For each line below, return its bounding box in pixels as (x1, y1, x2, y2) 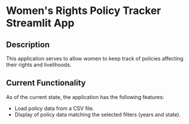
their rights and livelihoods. (6, 61, 72, 68)
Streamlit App (6, 16, 75, 30)
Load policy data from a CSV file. (14, 105, 95, 112)
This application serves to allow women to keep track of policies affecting (6, 55, 184, 62)
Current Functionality (6, 78, 86, 88)
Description (6, 40, 50, 49)
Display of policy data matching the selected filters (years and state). (14, 111, 181, 118)
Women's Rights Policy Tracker (6, 4, 161, 17)
